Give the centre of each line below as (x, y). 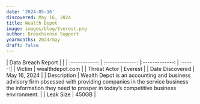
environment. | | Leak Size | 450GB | (51, 94)
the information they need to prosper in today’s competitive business (91, 88)
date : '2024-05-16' (31, 12)
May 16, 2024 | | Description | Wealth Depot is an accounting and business (98, 75)
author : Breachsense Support (43, 34)
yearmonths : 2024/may (33, 40)
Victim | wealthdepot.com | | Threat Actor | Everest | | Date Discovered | (105, 69)
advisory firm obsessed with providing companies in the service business (97, 81)
